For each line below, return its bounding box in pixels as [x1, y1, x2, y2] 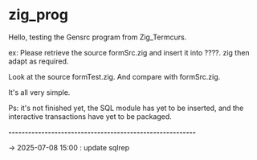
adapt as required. [8, 56, 69, 66]
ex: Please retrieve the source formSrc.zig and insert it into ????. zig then [8, 47, 251, 57]
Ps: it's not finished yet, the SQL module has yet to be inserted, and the [8, 103, 244, 113]
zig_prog [8, 6, 68, 24]
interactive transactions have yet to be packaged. [8, 111, 173, 121]
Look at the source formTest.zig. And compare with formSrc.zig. [8, 72, 221, 81]
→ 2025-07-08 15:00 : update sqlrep [8, 142, 130, 152]
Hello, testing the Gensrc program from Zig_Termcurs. [8, 32, 187, 42]
